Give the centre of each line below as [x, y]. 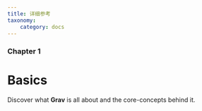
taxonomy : [22, 20]
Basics [28, 80]
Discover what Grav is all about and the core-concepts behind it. [101, 100]
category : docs [42, 27]
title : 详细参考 [29, 14]
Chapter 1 [24, 51]
